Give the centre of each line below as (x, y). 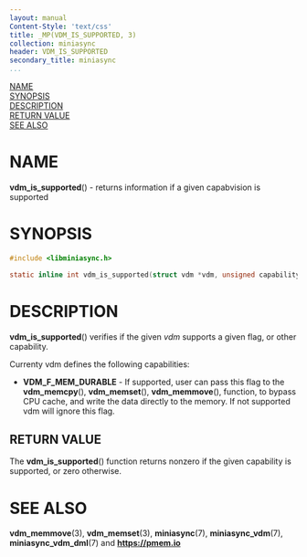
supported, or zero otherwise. (65, 471)
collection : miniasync (53, 43)
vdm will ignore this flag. (69, 411)
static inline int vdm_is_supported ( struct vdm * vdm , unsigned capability (155, 275)
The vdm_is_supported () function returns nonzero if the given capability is (151, 461)
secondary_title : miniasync (63, 60)
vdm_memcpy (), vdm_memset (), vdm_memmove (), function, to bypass (159, 391)
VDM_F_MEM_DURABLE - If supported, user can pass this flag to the (153, 382)
